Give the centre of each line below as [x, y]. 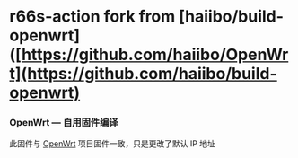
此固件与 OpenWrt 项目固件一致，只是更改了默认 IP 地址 [112, 144]
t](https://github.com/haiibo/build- [144, 74]
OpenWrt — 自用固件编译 [64, 123]
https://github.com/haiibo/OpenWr [155, 55]
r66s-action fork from [92, 17]
